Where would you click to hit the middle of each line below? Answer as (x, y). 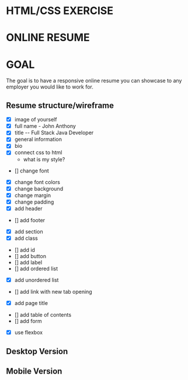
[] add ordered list (36, 269)
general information (38, 140)
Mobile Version (34, 371)
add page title (31, 303)
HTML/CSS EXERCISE (60, 11)
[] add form (28, 321)
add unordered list (36, 280)
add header (28, 208)
